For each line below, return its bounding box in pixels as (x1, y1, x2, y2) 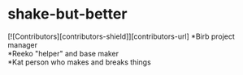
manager (7, 40, 38, 49)
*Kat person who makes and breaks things (7, 57, 151, 67)
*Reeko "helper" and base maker (7, 48, 119, 58)
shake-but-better (7, 5, 128, 23)
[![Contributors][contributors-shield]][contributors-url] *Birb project (7, 31, 235, 41)
